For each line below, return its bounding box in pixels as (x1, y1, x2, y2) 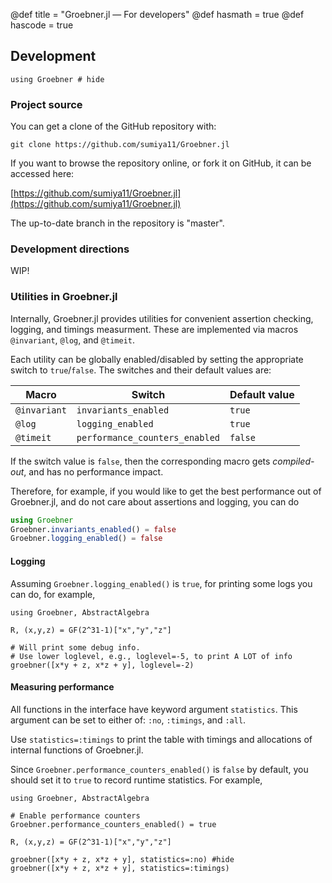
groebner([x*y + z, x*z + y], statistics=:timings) (10, 863, 230, 873)
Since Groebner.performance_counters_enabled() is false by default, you (10, 763, 309, 775)
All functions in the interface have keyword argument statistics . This (10, 703, 298, 715)
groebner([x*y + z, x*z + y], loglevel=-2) (10, 660, 195, 670)
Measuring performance (10, 681, 115, 693)
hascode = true (10, 19, 74, 31)
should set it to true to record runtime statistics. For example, (10, 774, 263, 786)
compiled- (272, 455, 315, 467)
